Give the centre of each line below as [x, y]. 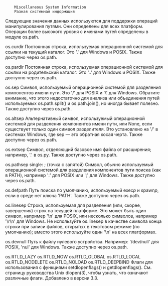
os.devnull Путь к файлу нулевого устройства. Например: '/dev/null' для [82, 242]
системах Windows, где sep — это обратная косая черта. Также [74, 134]
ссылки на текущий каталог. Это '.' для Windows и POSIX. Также [74, 52]
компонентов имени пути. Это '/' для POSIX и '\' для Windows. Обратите [82, 93]
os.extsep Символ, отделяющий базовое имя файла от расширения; [78, 150]
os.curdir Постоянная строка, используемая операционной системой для [84, 47]
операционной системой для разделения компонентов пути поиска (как [83, 170]
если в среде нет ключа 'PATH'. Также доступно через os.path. [73, 195]
